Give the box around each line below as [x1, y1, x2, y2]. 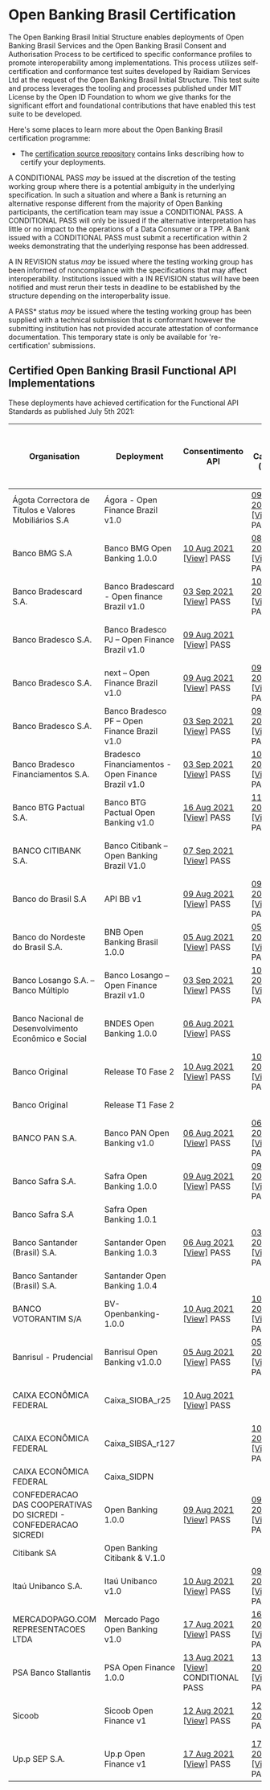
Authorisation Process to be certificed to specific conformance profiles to [8, 49, 252, 59]
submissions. [51, 340, 96, 350]
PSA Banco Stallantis [12, 1666, 92, 1677]
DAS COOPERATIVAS [12, 1499, 92, 1510]
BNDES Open [104, 1018, 154, 1029]
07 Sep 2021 [182, 845, 235, 856]
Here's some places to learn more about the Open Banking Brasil [8, 125, 223, 134]
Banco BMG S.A [12, 547, 72, 559]
